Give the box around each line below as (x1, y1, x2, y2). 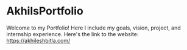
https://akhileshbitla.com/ (6, 37, 71, 44)
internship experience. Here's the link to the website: (6, 30, 139, 37)
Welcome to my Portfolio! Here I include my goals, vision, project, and (6, 24, 181, 31)
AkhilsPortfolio (6, 4, 83, 18)
